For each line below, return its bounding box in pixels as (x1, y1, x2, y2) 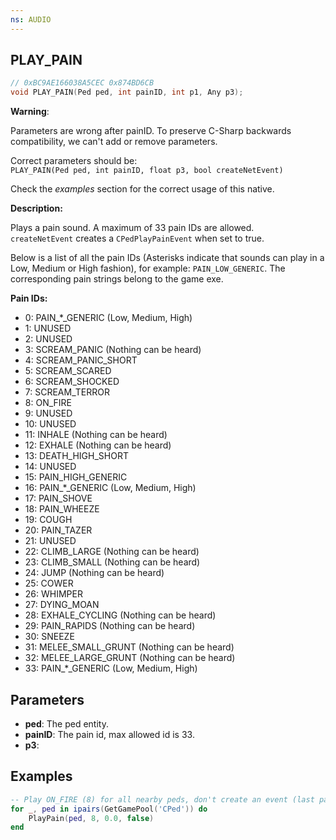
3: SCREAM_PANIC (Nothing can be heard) (24, 344, 202, 356)
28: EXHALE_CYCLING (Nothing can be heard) (24, 609, 217, 621)
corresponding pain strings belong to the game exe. (10, 273, 224, 285)
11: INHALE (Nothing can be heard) (24, 429, 168, 441)
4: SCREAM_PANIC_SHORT (24, 354, 138, 366)
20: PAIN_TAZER (24, 524, 93, 536)
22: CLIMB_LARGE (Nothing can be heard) (24, 546, 200, 558)
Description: (10, 202, 63, 215)
